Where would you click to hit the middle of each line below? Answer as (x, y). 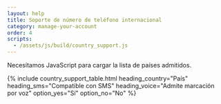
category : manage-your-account (52, 26)
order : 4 (20, 33)
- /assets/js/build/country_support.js (71, 45)
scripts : (20, 39)
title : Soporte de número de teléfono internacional (85, 20)
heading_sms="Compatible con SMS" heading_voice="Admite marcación (111, 86)
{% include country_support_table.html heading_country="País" (98, 79)
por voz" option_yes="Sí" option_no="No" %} (72, 93)
